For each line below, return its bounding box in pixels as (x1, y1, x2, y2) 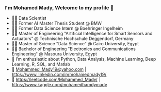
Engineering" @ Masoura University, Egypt (11, 51, 97, 57)
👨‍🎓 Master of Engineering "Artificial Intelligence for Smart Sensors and (11, 31, 153, 37)
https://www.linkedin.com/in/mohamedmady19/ (11, 72, 107, 78)
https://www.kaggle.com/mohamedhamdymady (11, 82, 108, 88)
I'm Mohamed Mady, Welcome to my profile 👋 (4, 4, 114, 11)
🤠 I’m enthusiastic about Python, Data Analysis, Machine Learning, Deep (11, 56, 156, 62)
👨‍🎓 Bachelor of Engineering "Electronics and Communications (11, 46, 136, 52)
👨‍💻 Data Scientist (11, 15, 47, 21)
